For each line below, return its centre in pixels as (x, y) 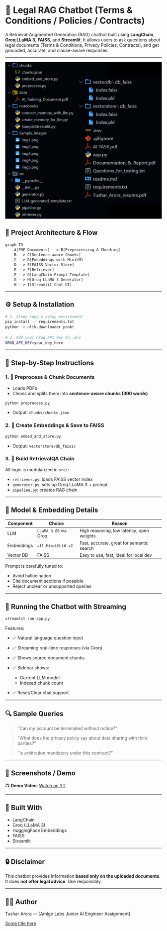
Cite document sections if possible (48, 581)
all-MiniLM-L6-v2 (55, 546)
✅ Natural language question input (48, 638)
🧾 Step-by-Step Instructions (50, 363)
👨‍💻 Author (21, 902)
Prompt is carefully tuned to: (34, 566)
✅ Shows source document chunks (48, 658)
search (86, 548)
